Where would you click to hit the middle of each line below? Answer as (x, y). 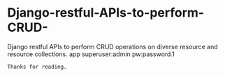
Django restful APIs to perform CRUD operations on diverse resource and (112, 46)
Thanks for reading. (37, 67)
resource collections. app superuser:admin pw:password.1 (91, 54)
